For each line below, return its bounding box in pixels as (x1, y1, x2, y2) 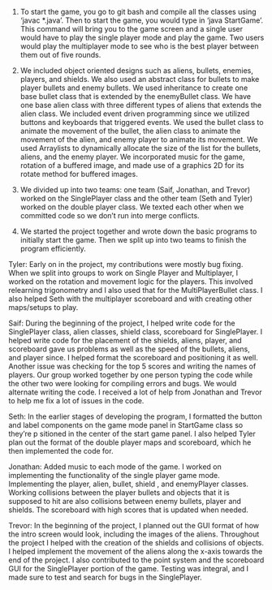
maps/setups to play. (8, 303, 79, 312)
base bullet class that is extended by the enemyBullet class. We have (19, 92, 252, 101)
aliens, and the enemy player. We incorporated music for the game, (19, 152, 245, 161)
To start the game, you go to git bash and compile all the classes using (19, 7, 257, 16)
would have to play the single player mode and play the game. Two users (19, 32, 265, 42)
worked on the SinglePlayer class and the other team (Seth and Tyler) (19, 194, 253, 203)
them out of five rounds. (19, 50, 101, 59)
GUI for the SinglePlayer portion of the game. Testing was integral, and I (8, 564, 249, 573)
